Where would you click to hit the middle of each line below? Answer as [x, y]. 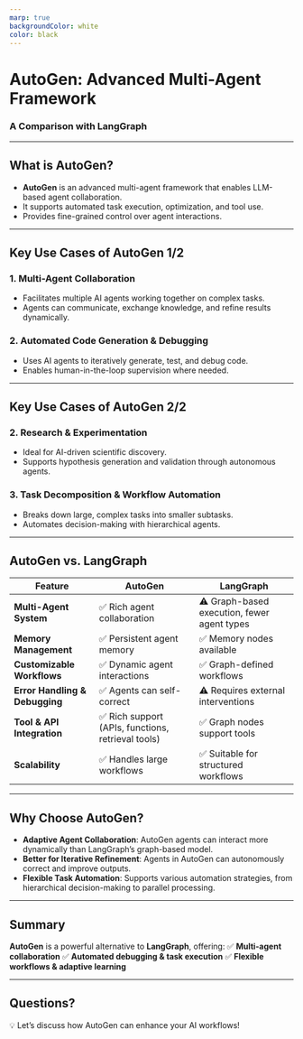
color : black [34, 34]
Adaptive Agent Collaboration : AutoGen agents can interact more [145, 840]
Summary [37, 925]
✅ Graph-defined [236, 664]
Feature [52, 586]
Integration [38, 734]
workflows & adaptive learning [68, 967]
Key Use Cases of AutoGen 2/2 [98, 407]
